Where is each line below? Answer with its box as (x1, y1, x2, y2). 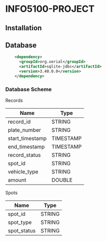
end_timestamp (8, 143, 45, 150)
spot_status (8, 227, 36, 234)
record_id (8, 118, 31, 126)
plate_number (8, 127, 41, 134)
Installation (5, 24, 42, 32)
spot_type (8, 219, 32, 226)
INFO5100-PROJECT (5, 3, 95, 15)
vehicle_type (8, 168, 38, 175)
